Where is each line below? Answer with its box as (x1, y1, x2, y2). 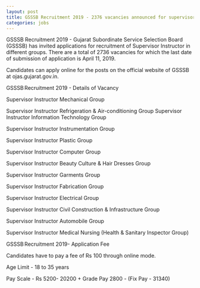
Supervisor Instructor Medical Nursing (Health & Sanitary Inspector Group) (6, 229, 189, 236)
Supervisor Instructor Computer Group (6, 148, 101, 155)
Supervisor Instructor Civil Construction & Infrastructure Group (6, 206, 160, 213)
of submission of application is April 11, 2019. (6, 55, 116, 62)
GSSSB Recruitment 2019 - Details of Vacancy (6, 84, 119, 92)
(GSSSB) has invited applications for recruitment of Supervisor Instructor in (6, 42, 190, 49)
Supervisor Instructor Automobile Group (6, 218, 104, 225)
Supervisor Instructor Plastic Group (6, 137, 93, 144)
